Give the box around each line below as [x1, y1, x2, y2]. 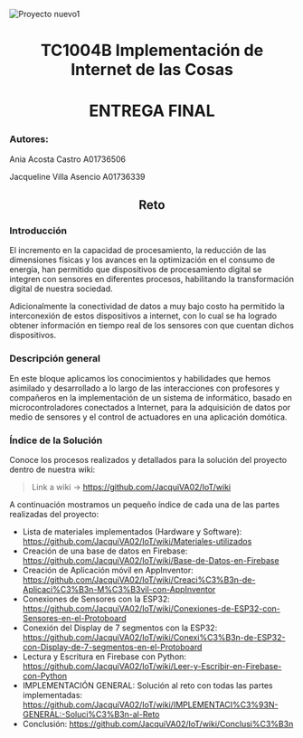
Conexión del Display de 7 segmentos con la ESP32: [22, 622, 218, 633]
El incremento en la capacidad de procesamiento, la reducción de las [9, 245, 267, 256]
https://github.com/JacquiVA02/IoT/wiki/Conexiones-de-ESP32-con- [22, 602, 280, 614]
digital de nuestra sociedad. [9, 283, 113, 294]
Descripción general [9, 353, 101, 365]
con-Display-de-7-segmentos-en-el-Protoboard [22, 641, 203, 652]
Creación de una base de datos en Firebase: [22, 545, 188, 556]
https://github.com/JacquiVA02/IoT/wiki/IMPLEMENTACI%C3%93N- [22, 699, 279, 710]
